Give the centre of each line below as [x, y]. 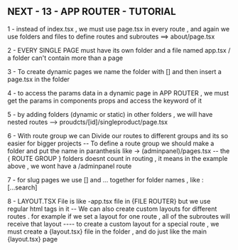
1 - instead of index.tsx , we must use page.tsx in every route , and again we [118, 28]
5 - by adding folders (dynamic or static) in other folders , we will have [110, 114]
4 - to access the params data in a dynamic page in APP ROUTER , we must [118, 93]
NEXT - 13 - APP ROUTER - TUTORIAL [92, 12]
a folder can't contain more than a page [65, 58]
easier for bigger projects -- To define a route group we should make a [111, 143]
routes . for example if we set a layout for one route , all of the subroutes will [119, 216]
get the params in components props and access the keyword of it [105, 100]
